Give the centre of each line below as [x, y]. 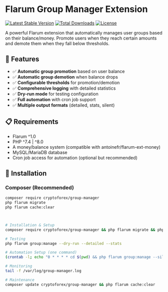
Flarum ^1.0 [24, 136]
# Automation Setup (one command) [41, 252]
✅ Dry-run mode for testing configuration [55, 94]
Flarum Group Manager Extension [76, 9]
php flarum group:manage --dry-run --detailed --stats [63, 243]
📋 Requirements [32, 122]
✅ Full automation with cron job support [54, 99]
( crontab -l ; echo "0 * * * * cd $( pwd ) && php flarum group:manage [78, 257]
